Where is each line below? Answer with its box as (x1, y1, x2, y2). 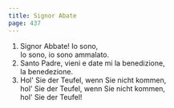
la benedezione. (19, 66, 74, 76)
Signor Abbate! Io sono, (19, 41, 99, 50)
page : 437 (8, 19, 42, 27)
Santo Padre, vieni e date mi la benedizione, (19, 58, 166, 68)
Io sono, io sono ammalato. (19, 50, 110, 59)
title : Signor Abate (8, 11, 78, 20)
